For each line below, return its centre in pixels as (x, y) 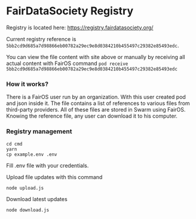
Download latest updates (37, 199)
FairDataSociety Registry (70, 11)
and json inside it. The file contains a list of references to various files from (98, 103)
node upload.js (25, 188)
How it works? (27, 84)
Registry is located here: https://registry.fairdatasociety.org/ (80, 27)
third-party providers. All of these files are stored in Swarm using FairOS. (96, 110)
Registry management (39, 131)
